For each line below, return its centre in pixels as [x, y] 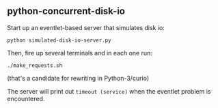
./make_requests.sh [35, 65]
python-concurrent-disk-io [66, 11]
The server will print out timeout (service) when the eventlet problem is [109, 91]
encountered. [26, 98]
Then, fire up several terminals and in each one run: [80, 53]
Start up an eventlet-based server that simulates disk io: [86, 27]
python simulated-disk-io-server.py [59, 40]
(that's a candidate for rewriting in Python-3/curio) [78, 78]
